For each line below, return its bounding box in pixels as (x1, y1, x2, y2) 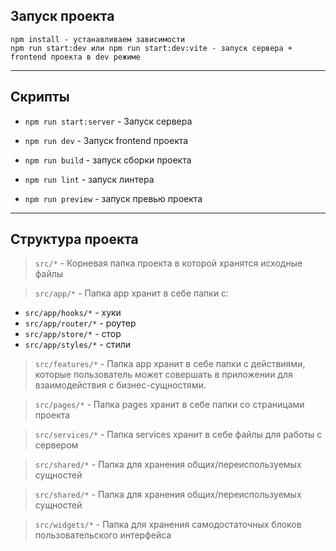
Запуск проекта (10, 8, 115, 25)
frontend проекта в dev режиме (10, 52, 141, 62)
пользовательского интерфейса (34, 529, 172, 541)
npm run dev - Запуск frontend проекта (24, 134, 189, 146)
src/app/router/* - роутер (24, 317, 137, 329)
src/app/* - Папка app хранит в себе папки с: (34, 287, 230, 299)
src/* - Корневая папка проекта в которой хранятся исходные (34, 257, 303, 269)
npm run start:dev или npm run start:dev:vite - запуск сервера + (10, 43, 293, 53)
